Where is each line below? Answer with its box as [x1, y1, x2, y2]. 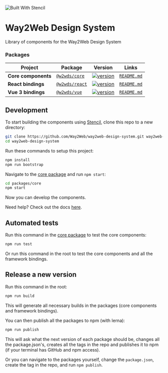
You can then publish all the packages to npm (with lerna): [5, 317, 125, 323]
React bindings [7, 80, 44, 87]
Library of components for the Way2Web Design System [5, 38, 121, 44]
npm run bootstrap [5, 162, 43, 167]
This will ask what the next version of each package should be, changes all [5, 336, 160, 342]
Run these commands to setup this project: [5, 147, 94, 153]
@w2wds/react [56, 81, 87, 87]
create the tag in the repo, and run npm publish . [5, 361, 103, 367]
